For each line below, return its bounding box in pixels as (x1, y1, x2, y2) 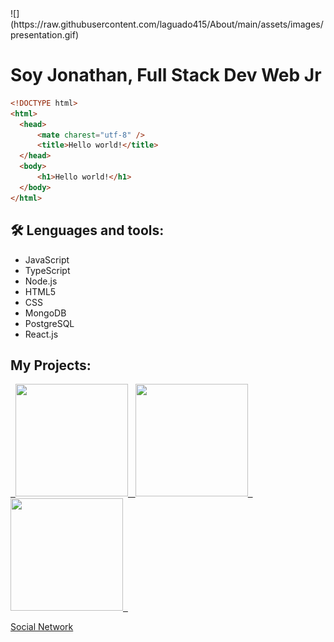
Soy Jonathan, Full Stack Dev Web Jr (10, 64, 322, 87)
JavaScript (24, 253, 70, 266)
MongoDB (24, 307, 67, 319)
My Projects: (10, 357, 92, 374)
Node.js (24, 275, 58, 287)
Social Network (10, 621, 74, 633)
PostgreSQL (24, 317, 75, 329)
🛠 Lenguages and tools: (10, 222, 165, 239)
